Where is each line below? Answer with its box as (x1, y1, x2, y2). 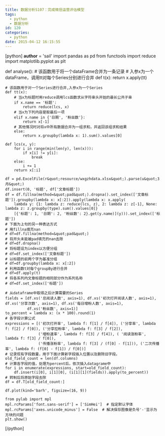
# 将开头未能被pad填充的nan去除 (5, 237, 64, 241)
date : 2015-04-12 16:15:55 (5, 40, 61, 44)
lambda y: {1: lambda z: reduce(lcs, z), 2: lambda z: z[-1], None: (14, 201, 158, 206)
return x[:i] (14, 167, 41, 173)
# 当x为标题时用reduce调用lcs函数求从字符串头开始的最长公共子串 (14, 95, 132, 100)
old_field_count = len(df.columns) (5, 356, 78, 361)
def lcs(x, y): (5, 142, 36, 147)
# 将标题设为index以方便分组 (5, 246, 58, 251)
